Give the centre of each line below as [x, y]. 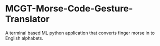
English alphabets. [24, 38]
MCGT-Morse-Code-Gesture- [69, 9]
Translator [27, 19]
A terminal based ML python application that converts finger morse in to [80, 33]
